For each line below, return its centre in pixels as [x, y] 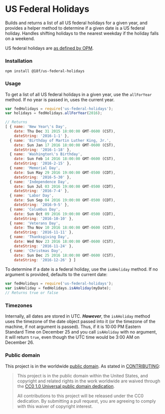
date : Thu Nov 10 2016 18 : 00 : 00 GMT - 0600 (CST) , [65, 228]
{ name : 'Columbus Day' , [35, 209]
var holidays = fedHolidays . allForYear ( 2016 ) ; [54, 113]
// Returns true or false [32, 293]
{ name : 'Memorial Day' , [35, 168]
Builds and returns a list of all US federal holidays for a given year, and [76, 23]
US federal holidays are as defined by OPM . [49, 48]
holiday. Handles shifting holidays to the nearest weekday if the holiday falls [82, 33]
